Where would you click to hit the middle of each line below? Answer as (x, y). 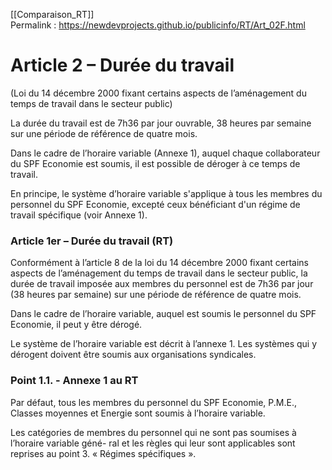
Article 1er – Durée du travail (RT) (92, 241)
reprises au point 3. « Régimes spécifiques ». (103, 453)
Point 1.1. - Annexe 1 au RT (74, 381)
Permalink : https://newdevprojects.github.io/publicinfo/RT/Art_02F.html (158, 25)
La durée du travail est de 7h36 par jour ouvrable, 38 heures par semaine (161, 123)
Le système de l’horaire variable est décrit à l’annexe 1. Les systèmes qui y (164, 344)
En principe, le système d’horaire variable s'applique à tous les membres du (166, 193)
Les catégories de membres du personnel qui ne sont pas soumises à (153, 432)
